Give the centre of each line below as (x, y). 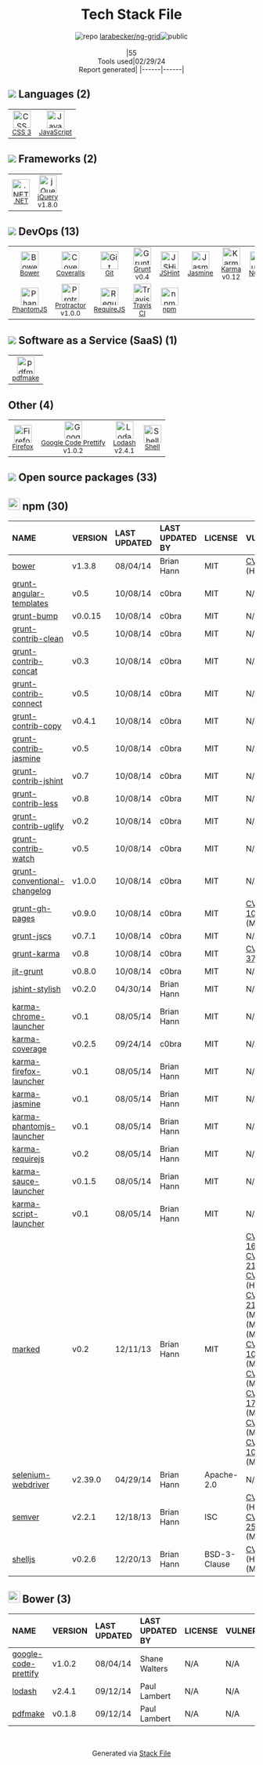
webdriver (31, 1485)
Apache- (222, 1475)
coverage (29, 1049)
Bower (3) (47, 1599)
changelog (32, 891)
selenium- (31, 1475)
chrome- (29, 1017)
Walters (154, 1668)
